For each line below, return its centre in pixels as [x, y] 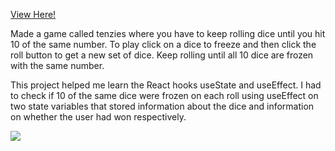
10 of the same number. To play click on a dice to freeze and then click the [163, 44]
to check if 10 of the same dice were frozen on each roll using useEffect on [164, 95]
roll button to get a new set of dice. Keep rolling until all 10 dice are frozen [162, 55]
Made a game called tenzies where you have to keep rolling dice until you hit [168, 33]
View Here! [33, 14]
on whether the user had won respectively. [98, 117]
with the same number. [57, 65]
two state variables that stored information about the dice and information [162, 106]
